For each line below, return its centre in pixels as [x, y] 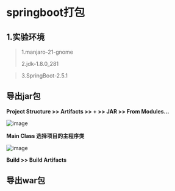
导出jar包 [23, 96]
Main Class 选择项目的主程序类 [45, 135]
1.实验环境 [26, 37]
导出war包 [26, 181]
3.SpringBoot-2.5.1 [45, 76]
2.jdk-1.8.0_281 [40, 64]
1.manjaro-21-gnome [47, 52]
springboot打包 [46, 13]
